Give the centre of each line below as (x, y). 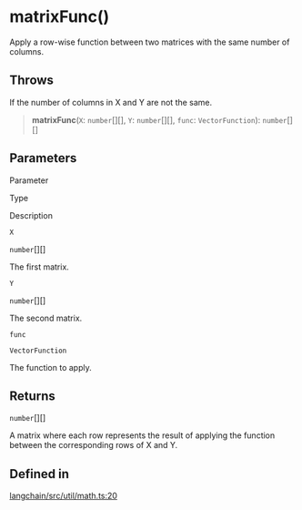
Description (31, 215)
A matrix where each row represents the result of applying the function (142, 435)
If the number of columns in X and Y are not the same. (111, 102)
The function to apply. (51, 367)
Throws (32, 81)
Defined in (40, 474)
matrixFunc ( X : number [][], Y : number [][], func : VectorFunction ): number (159, 119)
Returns (33, 396)
